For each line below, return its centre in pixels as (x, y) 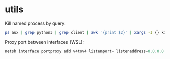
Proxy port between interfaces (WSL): (44, 42)
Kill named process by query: (36, 23)
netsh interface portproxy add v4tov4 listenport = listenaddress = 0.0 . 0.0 (84, 51)
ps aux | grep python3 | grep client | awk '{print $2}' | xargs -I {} (82, 32)
